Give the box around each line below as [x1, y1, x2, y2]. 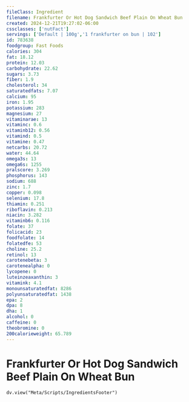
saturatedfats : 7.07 [6, 88, 59, 94]
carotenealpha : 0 [6, 263, 50, 269]
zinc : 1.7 [6, 184, 31, 190]
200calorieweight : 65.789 [6, 330, 71, 337]
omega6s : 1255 [6, 162, 42, 168]
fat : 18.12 [6, 54, 34, 60]
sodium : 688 [6, 179, 36, 185]
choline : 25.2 [6, 246, 42, 252]
